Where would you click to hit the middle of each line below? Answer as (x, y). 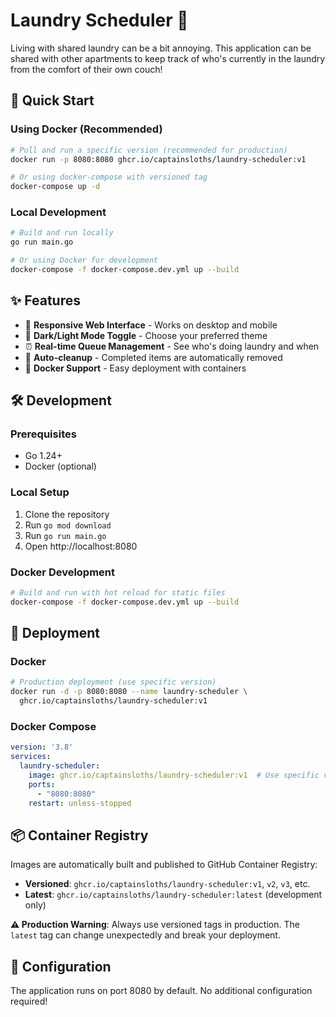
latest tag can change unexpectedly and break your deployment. (145, 935)
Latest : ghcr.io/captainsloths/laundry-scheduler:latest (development (173, 895)
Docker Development (63, 572)
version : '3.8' (42, 747)
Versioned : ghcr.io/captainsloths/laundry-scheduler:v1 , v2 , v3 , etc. (167, 884)
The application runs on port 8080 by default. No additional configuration (161, 991)
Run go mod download (68, 525)
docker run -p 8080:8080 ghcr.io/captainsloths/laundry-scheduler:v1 (158, 159)
